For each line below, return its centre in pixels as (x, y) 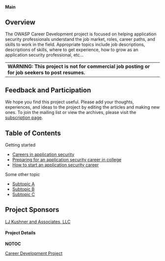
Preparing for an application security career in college (67, 160)
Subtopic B (23, 189)
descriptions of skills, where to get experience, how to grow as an (72, 50)
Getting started (20, 145)
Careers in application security (43, 154)
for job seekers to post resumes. (46, 73)
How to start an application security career (55, 165)
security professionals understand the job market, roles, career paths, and (80, 39)
